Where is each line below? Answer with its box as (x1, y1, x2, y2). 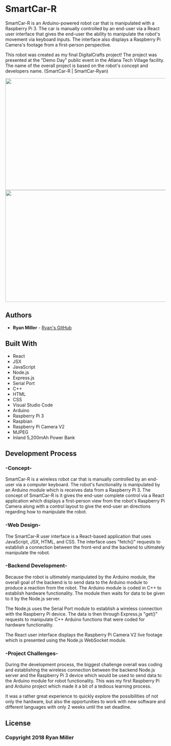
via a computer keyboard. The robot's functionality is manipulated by (16, 482, 160, 488)
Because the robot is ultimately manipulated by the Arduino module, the (5, 574, 156, 580)
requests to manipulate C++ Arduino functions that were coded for (5, 616, 145, 622)
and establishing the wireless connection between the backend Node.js (5, 667, 155, 673)
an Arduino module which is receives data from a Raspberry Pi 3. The (5, 487, 151, 493)
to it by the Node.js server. (5, 595, 61, 601)
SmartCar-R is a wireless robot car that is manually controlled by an (5, 476, 147, 482)
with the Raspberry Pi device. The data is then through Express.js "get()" (5, 611, 158, 617)
